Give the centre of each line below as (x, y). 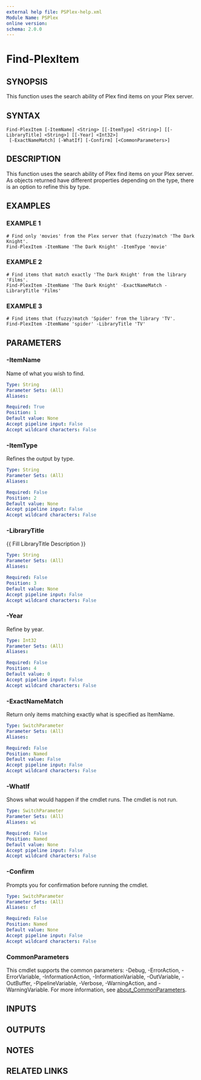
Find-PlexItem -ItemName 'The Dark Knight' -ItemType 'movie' (87, 247)
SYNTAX (23, 116)
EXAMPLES (28, 206)
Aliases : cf (21, 908)
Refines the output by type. (41, 459)
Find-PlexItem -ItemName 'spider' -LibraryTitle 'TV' (76, 324)
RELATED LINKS (37, 1071)
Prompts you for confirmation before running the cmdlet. (77, 885)
